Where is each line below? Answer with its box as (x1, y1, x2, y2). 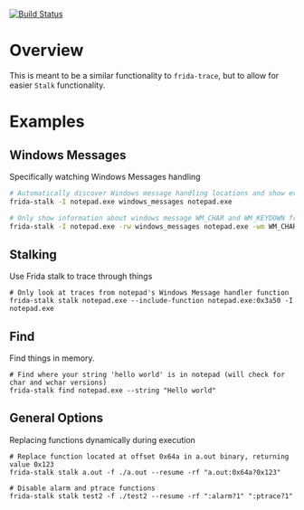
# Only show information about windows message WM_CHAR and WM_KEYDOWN (9, 213, 285, 222)
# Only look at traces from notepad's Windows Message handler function (9, 288, 290, 297)
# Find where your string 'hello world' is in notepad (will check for (9, 371, 285, 380)
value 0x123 (9, 459, 54, 469)
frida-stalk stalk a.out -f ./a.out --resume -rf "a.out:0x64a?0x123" (9, 467, 281, 477)
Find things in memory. (9, 353, 95, 364)
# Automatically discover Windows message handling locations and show (9, 188, 285, 198)
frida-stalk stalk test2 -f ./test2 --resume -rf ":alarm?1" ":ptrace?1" (9, 491, 294, 501)
